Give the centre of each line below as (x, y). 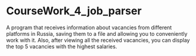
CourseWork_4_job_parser (74, 11)
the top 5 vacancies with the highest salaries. (62, 46)
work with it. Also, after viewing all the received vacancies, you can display (98, 40)
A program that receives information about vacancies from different (89, 27)
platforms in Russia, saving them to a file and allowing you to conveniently (97, 33)
